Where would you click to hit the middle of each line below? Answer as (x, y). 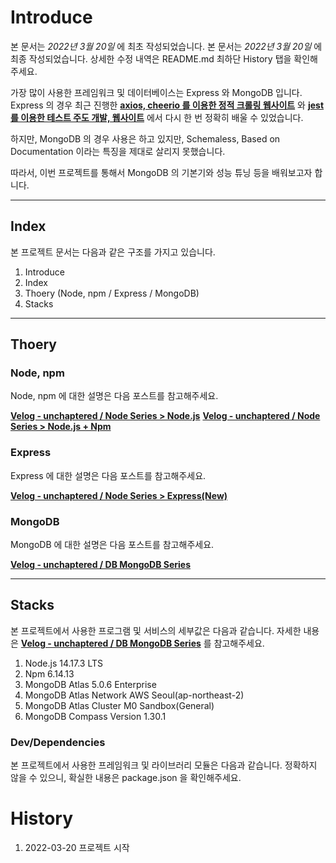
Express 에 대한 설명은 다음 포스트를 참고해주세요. (108, 475)
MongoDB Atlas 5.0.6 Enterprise (90, 684)
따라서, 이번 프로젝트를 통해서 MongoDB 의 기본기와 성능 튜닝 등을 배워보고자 (161, 172)
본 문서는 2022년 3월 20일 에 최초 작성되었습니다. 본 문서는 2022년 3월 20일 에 (166, 46)
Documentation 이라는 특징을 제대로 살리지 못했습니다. (118, 151)
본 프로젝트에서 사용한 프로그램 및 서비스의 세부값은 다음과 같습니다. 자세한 (156, 630)
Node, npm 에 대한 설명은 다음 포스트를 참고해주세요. (114, 396)
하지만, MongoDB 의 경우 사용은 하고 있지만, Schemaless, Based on (145, 138)
